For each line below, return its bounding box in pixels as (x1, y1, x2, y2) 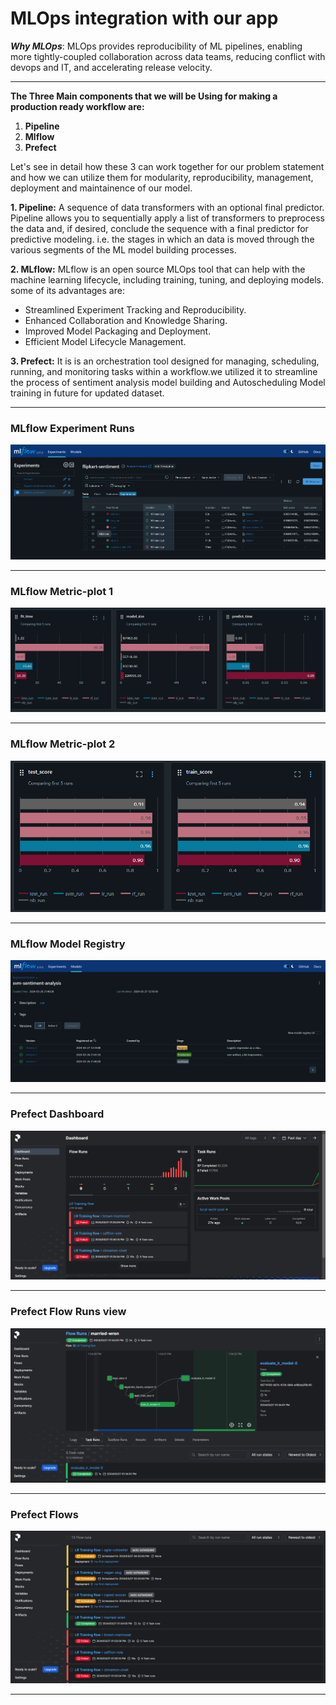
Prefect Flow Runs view (10, 1305, 127, 1319)
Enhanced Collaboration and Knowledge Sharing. (24, 314, 228, 326)
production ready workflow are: (10, 100, 145, 112)
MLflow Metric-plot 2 (10, 737, 116, 751)
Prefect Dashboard (10, 1107, 105, 1121)
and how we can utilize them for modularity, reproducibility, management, (10, 171, 314, 183)
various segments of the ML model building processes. (10, 243, 237, 256)
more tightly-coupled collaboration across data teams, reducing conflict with (10, 50, 326, 62)
